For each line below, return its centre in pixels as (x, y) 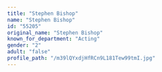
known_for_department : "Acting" (53, 39)
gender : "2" (24, 45)
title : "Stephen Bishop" (43, 13)
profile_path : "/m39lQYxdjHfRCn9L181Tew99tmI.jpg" (81, 58)
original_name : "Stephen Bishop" (55, 33)
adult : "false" (29, 52)
